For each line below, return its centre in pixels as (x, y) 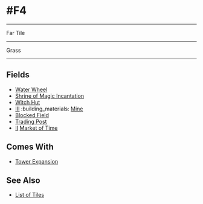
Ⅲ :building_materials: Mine (49, 109)
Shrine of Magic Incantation (50, 96)
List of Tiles (29, 195)
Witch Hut (27, 102)
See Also (23, 180)
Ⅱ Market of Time (36, 128)
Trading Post (31, 121)
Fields (18, 75)
